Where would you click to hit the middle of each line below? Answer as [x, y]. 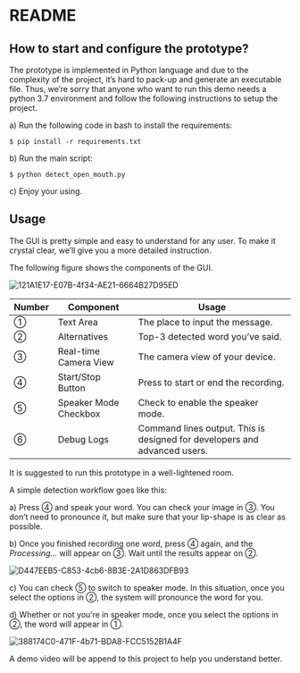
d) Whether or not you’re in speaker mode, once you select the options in [144, 614]
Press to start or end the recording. [211, 383]
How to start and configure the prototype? [129, 49]
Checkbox [79, 414]
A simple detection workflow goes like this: [88, 490]
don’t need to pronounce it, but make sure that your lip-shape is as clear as [147, 517]
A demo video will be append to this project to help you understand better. [146, 659]
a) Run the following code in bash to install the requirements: [121, 125]
